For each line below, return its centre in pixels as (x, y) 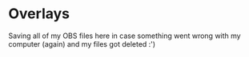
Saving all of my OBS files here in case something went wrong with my (125, 36)
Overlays (39, 14)
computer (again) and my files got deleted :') (82, 44)
